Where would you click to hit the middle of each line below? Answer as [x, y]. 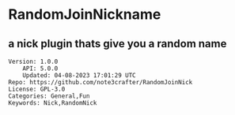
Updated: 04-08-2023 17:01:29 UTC [79, 76]
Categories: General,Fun [49, 96]
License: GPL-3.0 [37, 89]
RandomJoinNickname [85, 15]
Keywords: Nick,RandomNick [53, 103]
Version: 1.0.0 [33, 61]
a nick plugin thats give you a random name [117, 44]
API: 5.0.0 [40, 69]
